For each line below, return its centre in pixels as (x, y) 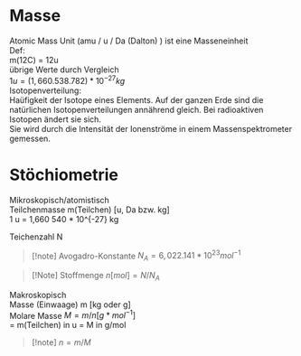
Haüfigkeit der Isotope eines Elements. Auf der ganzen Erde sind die (136, 99)
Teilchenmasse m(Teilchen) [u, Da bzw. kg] (89, 210)
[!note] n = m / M (61, 342)
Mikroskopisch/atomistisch (60, 200)
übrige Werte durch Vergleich (64, 70)
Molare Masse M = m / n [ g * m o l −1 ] (73, 314)
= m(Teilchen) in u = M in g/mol (68, 325)
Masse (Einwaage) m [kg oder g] (70, 304)
